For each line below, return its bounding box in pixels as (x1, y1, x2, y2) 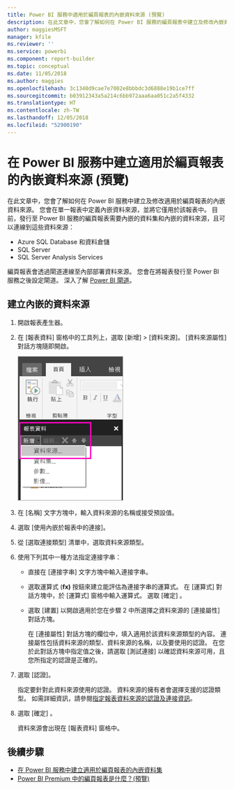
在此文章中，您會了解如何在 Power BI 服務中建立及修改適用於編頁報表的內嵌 (7, 196, 226, 205)
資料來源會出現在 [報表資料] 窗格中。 (17, 723, 123, 732)
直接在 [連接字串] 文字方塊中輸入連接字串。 (27, 567, 152, 576)
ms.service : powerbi (7, 48, 68, 55)
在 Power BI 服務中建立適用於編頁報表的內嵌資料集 (17, 766, 163, 774)
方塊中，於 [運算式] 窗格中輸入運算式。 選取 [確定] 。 (33, 591, 186, 599)
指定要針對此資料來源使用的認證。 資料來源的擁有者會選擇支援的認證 (17, 685, 214, 693)
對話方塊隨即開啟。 (17, 342, 73, 350)
